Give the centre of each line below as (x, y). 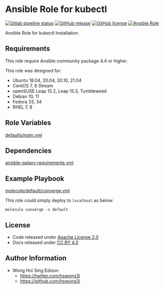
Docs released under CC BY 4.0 (45, 243)
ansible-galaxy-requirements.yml (39, 163)
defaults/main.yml (24, 135)
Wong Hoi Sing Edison (35, 270)
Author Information (36, 258)
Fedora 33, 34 (27, 102)
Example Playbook (35, 179)
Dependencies (28, 151)
